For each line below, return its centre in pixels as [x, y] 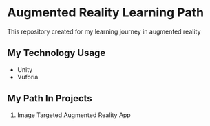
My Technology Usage [56, 53]
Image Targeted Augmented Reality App [74, 115]
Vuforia [28, 77]
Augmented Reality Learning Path [106, 13]
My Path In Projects [50, 98]
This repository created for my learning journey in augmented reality [104, 32]
